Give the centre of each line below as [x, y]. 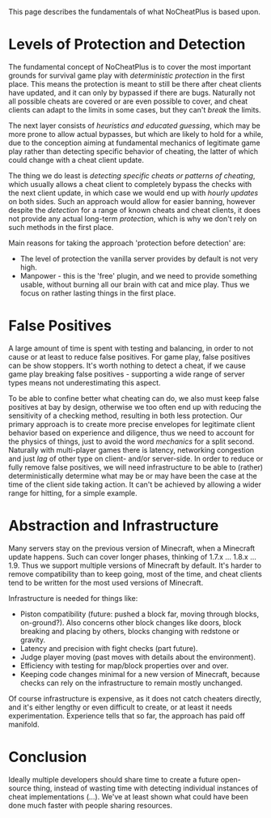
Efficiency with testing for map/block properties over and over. [124, 665]
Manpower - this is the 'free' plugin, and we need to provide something [138, 275]
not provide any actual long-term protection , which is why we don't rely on [133, 219]
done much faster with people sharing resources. [90, 805]
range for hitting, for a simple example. [73, 492]
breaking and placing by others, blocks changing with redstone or [130, 631]
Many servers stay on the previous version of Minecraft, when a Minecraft [132, 548]
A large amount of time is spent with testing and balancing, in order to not [131, 348]
